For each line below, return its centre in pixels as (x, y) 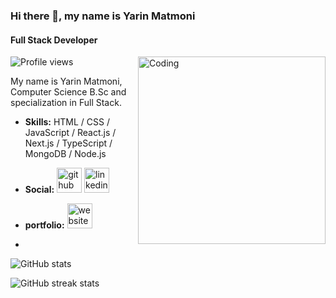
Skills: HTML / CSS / (67, 122)
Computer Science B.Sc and (68, 92)
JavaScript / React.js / (70, 133)
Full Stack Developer (54, 40)
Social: (39, 190)
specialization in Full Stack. (66, 103)
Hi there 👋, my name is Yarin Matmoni (103, 16)
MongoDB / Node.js (65, 154)
